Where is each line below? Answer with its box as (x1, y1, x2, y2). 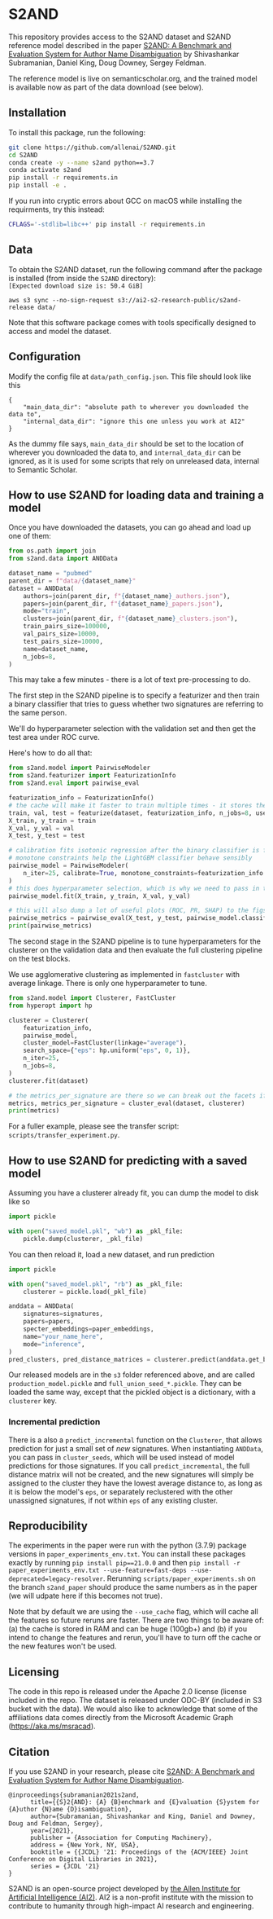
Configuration (8, 350, 81, 363)
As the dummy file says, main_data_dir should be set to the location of (8, 438, 244, 448)
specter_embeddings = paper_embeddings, (23, 1325, 154, 1333)
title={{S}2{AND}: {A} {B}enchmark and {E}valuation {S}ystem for (29, 1798, 260, 1807)
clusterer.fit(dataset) (8, 1076, 89, 1085)
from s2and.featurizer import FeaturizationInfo (8, 772, 176, 780)
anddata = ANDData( (8, 1302, 75, 1310)
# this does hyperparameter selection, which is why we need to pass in (8, 884, 260, 892)
